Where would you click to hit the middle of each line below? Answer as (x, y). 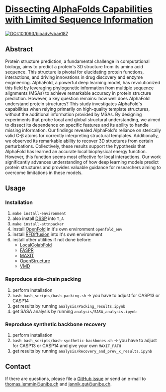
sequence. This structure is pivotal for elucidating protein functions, (75, 72)
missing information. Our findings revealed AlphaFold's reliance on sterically (83, 130)
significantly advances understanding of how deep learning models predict (82, 162)
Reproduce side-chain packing (43, 279)
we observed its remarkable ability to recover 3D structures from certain (79, 141)
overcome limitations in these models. (44, 173)
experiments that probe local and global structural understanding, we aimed (83, 119)
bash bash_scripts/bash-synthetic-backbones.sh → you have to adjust (84, 341)
